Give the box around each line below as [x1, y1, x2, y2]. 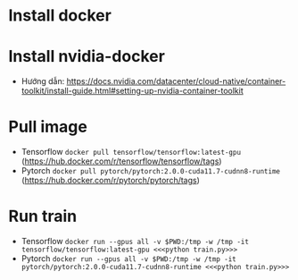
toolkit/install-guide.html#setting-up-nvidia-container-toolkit [21, 86, 244, 97]
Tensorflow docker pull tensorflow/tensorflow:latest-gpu [21, 147, 242, 157]
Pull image [8, 117, 88, 137]
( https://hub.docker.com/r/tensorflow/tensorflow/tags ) [21, 156, 222, 166]
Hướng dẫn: [21, 76, 65, 87]
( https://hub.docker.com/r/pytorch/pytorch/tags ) [21, 175, 200, 186]
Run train [8, 207, 78, 226]
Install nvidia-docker [8, 47, 166, 67]
